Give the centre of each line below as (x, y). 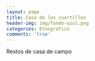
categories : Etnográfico (38, 29)
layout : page (23, 12)
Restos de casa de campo (39, 51)
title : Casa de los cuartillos (46, 18)
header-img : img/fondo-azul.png (47, 23)
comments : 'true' (28, 34)
